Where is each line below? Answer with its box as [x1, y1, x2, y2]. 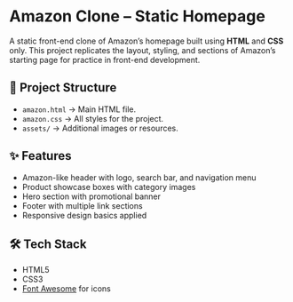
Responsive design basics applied [21, 210, 147, 220]
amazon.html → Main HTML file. [21, 104, 136, 115]
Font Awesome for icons [21, 283, 111, 294]
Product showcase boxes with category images [21, 181, 196, 192]
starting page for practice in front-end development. [9, 54, 201, 65]
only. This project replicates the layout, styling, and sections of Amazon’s [9, 44, 276, 55]
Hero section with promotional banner [21, 191, 162, 202]
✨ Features [9, 148, 72, 163]
